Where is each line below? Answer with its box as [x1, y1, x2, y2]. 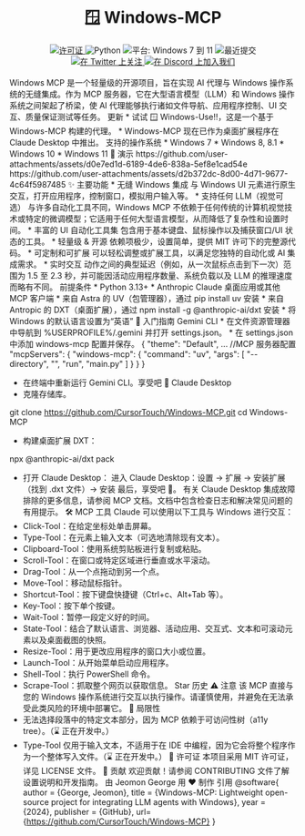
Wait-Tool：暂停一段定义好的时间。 [22, 611, 155, 622]
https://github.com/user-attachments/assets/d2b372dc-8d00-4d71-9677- [9, 168, 289, 178]
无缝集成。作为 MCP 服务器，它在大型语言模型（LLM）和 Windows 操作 [25, 88, 296, 99]
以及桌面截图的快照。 [30, 634, 111, 645]
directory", [9, 358, 49, 369]
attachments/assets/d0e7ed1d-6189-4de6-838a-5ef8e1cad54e [9, 158, 248, 169]
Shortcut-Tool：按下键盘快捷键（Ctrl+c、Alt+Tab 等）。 [22, 588, 229, 599]
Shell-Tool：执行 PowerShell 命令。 [22, 668, 156, 679]
